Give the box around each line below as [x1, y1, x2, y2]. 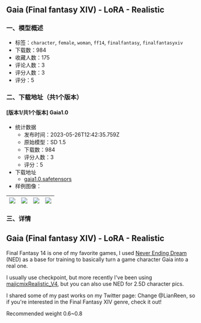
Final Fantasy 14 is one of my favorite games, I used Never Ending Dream [6, 249, 187, 256]
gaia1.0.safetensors [23, 175, 72, 182]
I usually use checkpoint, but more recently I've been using [6, 274, 152, 281]
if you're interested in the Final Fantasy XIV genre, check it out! [6, 298, 162, 306]
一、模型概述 [6, 24, 44, 32]
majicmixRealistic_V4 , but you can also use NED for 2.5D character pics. [6, 280, 184, 288]
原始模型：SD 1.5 [23, 138, 66, 146]
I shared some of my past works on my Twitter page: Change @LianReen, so [6, 292, 196, 299]
